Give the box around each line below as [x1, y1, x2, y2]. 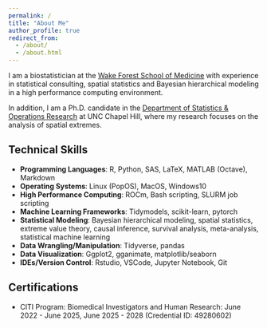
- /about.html [15, 49, 62, 57]
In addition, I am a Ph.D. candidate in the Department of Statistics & [8, 103, 229, 113]
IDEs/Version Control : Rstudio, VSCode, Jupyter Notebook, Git [19, 257, 228, 267]
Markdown [19, 172, 56, 182]
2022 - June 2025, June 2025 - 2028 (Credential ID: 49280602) [19, 310, 233, 320]
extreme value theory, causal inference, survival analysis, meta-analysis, [19, 223, 259, 233]
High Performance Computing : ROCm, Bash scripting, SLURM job [19, 189, 238, 200]
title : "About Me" [8, 19, 69, 27]
